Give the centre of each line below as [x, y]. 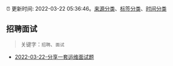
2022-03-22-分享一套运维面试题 [54, 57]
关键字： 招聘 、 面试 [43, 44]
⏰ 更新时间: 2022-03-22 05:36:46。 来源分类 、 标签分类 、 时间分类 [86, 9]
